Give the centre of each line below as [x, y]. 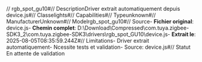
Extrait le [183, 34]
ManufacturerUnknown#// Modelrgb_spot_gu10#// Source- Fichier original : [100, 21]
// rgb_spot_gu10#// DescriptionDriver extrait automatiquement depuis [93, 9]
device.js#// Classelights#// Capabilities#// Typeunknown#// [81, 15]
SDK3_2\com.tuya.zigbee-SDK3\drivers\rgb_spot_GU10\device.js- [88, 34]
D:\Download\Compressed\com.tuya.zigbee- [133, 28]
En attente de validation [36, 53]
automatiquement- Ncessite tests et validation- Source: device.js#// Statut [99, 47]
